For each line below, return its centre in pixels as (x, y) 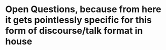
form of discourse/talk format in (74, 31)
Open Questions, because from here (83, 9)
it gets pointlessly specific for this (79, 20)
